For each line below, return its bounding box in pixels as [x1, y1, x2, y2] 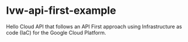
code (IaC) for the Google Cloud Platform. [6, 29, 106, 36]
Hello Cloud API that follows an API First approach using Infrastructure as [6, 23, 182, 30]
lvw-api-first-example [6, 4, 117, 17]
